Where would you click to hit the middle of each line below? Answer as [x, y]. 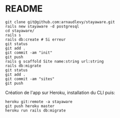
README [24, 9]
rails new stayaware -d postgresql [42, 26]
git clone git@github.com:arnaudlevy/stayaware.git [60, 22]
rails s [13, 35]
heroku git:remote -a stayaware [39, 101]
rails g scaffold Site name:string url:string [54, 61]
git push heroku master [30, 106]
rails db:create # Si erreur [35, 39]
